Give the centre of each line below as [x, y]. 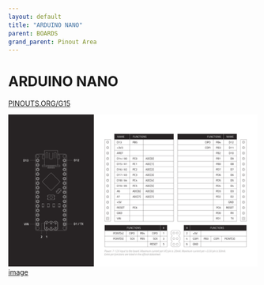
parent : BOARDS [33, 33]
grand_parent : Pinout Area [53, 42]
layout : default [35, 17]
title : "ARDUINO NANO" [45, 25]
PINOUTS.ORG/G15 [40, 103]
